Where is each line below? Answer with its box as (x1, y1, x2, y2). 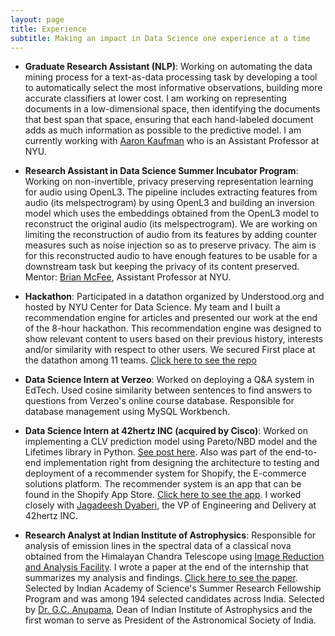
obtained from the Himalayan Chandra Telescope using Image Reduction (24, 551, 325, 563)
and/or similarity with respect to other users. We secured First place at (24, 344, 316, 356)
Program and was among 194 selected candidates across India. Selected (24, 593, 325, 605)
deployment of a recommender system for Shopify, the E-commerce (24, 467, 307, 480)
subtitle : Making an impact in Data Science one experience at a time (10, 33, 311, 43)
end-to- (284, 446, 318, 458)
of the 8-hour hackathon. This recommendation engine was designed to (24, 322, 322, 335)
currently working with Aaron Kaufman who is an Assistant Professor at (24, 135, 320, 147)
